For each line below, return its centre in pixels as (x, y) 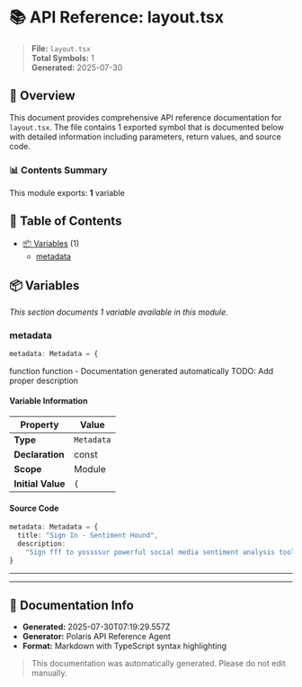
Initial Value (40, 484)
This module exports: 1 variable (67, 193)
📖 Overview (42, 96)
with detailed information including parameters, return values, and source (145, 137)
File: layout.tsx (61, 48)
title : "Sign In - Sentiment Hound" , (88, 536)
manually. (49, 673)
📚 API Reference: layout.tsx (117, 18)
